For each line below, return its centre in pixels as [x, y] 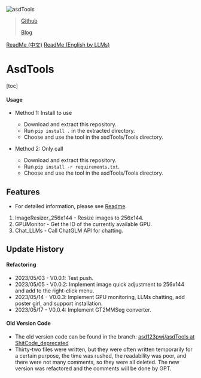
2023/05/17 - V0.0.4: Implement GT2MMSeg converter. [83, 310]
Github [29, 21]
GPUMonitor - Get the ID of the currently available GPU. [83, 224]
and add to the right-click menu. [54, 291]
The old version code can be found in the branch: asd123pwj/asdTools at [105, 336]
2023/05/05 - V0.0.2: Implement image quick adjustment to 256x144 [100, 284]
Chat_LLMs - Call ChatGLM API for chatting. [69, 230]
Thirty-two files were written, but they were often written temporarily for [104, 349]
